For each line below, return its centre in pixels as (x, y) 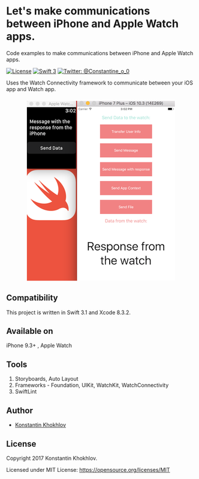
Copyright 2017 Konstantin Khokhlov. (52, 458)
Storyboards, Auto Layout (47, 379)
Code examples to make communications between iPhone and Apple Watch (100, 53)
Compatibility (32, 298)
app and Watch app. (31, 89)
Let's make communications (78, 11)
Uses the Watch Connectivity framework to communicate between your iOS (100, 83)
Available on (30, 331)
